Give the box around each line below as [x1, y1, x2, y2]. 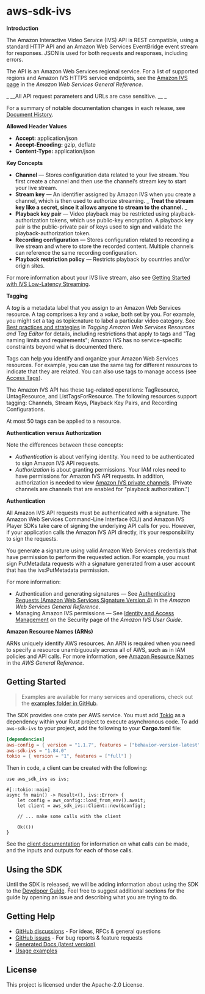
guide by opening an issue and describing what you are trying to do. [6, 894, 178, 901]
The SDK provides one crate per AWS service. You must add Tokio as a [6, 711, 185, 718]
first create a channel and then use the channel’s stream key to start [15, 177, 187, 185]
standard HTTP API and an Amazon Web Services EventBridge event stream [6, 43, 198, 50]
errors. [6, 56, 23, 63]
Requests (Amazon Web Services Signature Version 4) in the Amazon [15, 596, 190, 604]
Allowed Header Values [6, 122, 67, 130]
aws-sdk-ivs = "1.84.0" [6, 747, 67, 754]
